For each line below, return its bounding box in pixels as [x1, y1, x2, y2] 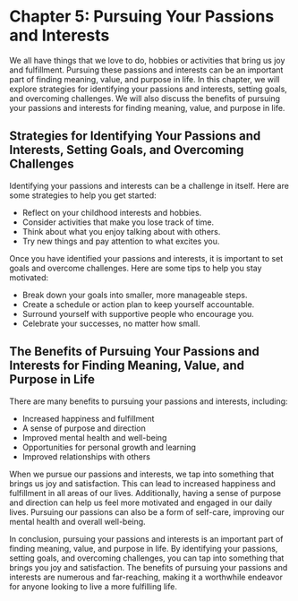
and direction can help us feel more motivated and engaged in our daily [9, 497, 273, 508]
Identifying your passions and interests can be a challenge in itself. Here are [9, 180, 289, 191]
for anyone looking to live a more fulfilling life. [9, 580, 177, 592]
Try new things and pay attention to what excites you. [21, 236, 220, 246]
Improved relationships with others [21, 451, 150, 462]
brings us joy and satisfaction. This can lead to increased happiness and [9, 477, 276, 489]
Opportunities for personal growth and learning [21, 442, 197, 452]
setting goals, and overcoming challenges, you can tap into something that [9, 553, 285, 563]
